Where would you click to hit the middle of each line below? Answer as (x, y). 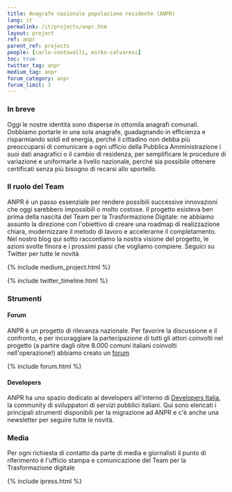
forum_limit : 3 (29, 85)
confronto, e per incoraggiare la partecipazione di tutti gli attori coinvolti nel (115, 338)
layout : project (31, 33)
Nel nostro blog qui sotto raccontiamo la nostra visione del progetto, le (108, 239)
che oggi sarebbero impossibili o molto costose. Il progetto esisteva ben (110, 209)
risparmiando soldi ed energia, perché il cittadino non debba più (99, 139)
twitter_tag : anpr (34, 65)
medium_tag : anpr (32, 72)
